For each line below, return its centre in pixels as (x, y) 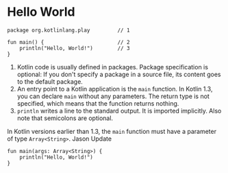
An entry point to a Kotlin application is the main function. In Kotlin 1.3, (115, 89)
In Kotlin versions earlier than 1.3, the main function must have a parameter (112, 131)
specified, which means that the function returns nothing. (98, 103)
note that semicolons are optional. (65, 118)
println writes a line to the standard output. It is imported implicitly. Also (119, 111)
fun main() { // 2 (68, 42)
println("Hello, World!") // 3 (75, 48)
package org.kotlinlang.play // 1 (68, 30)
